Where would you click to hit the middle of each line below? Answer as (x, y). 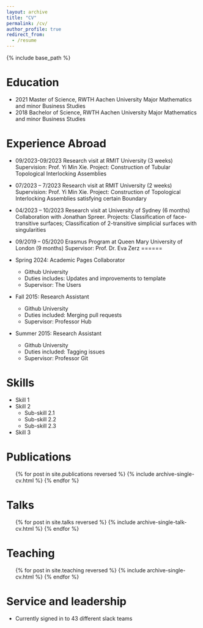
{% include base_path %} (39, 58)
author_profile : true (34, 29)
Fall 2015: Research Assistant (52, 297)
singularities (31, 229)
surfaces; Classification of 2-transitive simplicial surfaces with (118, 223)
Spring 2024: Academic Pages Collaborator (70, 260)
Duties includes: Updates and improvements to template (95, 278)
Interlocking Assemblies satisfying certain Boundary (81, 198)
